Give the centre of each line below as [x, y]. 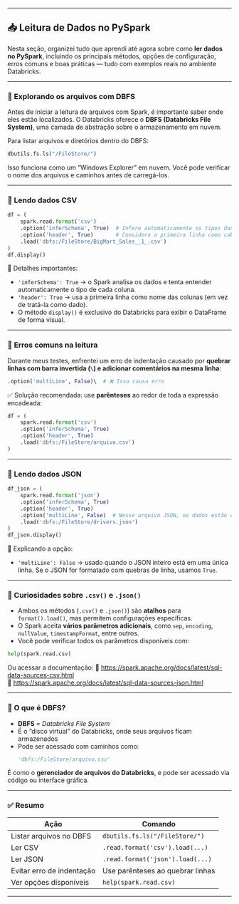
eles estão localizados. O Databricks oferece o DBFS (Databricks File [109, 120]
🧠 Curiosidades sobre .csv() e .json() [74, 596]
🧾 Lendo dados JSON [44, 474]
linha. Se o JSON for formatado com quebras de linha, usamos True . [117, 570]
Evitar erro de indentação [53, 871]
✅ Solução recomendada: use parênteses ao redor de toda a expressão [113, 395]
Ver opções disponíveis [50, 882]
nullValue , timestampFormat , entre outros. [78, 633]
